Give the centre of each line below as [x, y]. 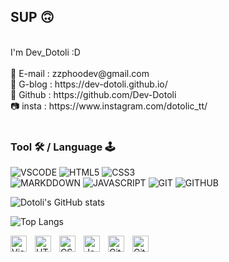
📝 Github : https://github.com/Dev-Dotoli [93, 94]
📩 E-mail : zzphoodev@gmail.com [80, 73]
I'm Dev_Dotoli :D [45, 52]
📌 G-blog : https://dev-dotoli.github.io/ [89, 84]
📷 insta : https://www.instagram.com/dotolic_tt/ [109, 106]
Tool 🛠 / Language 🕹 [63, 147]
